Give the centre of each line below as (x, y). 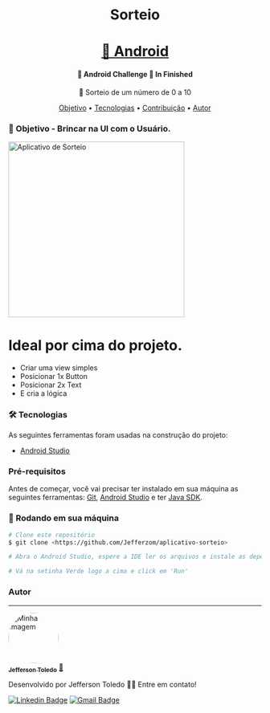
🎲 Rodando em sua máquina (63, 518)
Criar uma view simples (59, 368)
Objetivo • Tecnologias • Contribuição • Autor (135, 108)
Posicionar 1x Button (54, 376)
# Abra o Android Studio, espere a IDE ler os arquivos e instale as (127, 557)
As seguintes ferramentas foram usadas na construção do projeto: (118, 435)
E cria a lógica (43, 393)
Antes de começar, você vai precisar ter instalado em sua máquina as (123, 489)
